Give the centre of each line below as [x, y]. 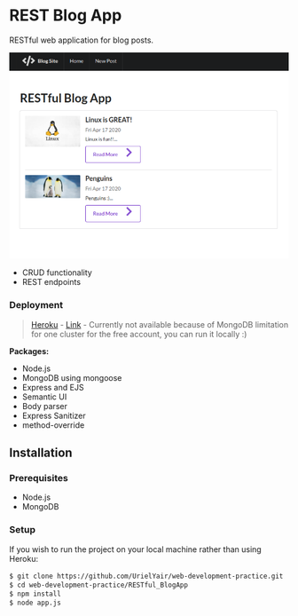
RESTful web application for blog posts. [81, 40]
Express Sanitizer [54, 415]
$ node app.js [35, 603]
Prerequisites [39, 478]
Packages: [29, 351]
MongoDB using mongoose [72, 377]
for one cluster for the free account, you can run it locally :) [139, 334]
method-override [53, 425]
